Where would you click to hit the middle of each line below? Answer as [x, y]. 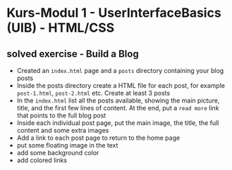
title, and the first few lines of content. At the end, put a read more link [118, 108]
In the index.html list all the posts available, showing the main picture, [118, 100]
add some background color [58, 153]
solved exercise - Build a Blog [73, 54]
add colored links [42, 160]
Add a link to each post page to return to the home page [98, 138]
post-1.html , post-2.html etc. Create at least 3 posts [93, 93]
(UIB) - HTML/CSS [61, 28]
